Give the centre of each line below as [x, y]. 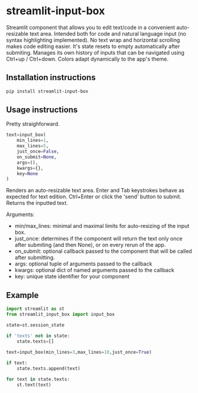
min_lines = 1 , [33, 141]
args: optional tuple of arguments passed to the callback [83, 264]
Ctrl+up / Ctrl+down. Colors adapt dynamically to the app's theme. [87, 59]
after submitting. [35, 258]
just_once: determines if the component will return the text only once [98, 239]
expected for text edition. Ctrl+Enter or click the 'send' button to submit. [94, 196]
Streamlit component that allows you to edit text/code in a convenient [91, 27]
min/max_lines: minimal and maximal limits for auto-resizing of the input [102, 226]
